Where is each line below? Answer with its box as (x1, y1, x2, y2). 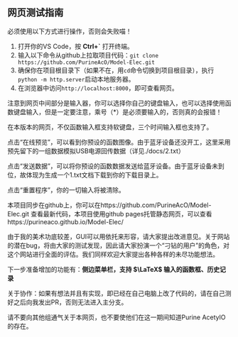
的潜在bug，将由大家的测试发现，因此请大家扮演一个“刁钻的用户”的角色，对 (7, 241, 229, 250)
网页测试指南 (7, 6, 64, 19)
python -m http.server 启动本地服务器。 (17, 74, 135, 83)
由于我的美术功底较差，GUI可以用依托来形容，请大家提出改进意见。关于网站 (7, 232, 230, 241)
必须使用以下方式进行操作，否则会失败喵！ (7, 27, 132, 35)
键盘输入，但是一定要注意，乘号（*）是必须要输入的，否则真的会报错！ (13, 107, 222, 116)
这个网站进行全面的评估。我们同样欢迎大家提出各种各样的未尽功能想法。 (7, 250, 219, 258)
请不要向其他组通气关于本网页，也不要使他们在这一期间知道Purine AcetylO (7, 313, 226, 321)
